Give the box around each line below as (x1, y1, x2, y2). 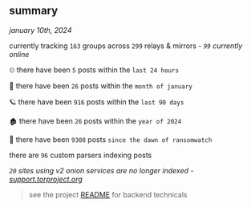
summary (9, 4, 59, 18)
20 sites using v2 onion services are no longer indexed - (9, 165, 194, 175)
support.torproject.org (9, 174, 83, 184)
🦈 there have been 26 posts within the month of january (9, 81, 193, 91)
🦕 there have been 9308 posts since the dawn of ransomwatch (9, 134, 213, 144)
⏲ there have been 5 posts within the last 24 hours (9, 65, 180, 75)
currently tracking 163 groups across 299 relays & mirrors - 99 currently (9, 41, 243, 51)
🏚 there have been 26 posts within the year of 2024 (9, 116, 182, 125)
